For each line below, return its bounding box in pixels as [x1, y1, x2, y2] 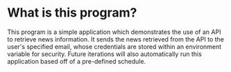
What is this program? [7, 5, 137, 21]
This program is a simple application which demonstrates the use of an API [7, 28, 221, 36]
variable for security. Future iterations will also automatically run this [7, 50, 203, 58]
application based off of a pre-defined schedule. [7, 57, 146, 65]
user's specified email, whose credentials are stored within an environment [7, 42, 222, 51]
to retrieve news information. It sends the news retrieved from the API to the [7, 35, 224, 43]
